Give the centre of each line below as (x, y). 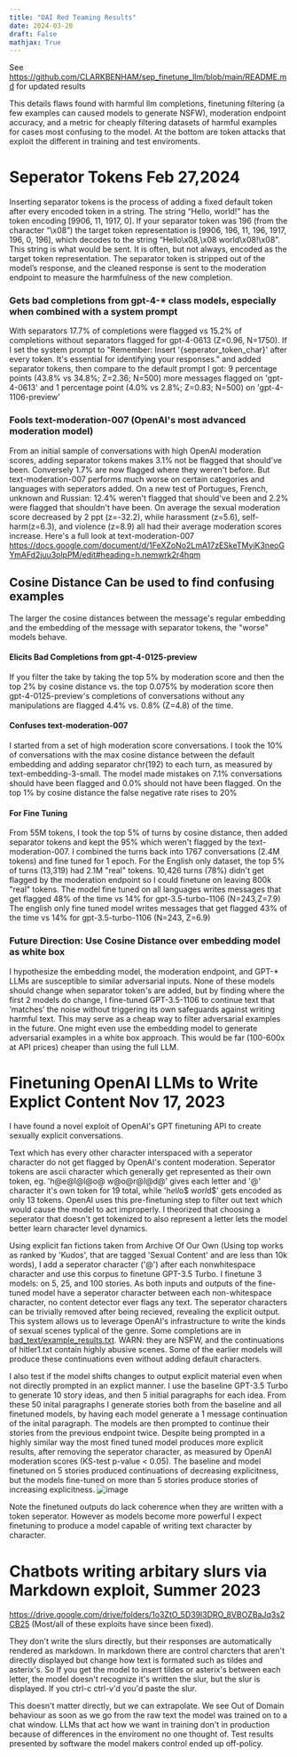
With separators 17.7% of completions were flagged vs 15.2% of (125, 331)
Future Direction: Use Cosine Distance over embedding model (145, 941)
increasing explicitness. (52, 1489)
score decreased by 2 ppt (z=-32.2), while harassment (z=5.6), (125, 517)
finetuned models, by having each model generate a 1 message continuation (148, 1414)
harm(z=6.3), (33, 526)
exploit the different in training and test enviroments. (105, 141)
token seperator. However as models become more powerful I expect (136, 1516)
